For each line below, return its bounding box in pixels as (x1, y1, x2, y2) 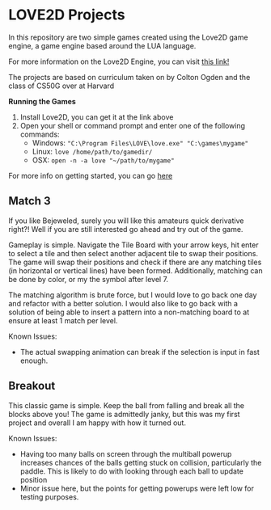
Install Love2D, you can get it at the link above (19, 112, 174, 122)
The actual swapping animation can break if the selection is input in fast (19, 347, 260, 356)
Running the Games (8, 96, 77, 106)
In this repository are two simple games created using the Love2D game (8, 32, 248, 42)
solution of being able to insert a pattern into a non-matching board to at (8, 307, 250, 317)
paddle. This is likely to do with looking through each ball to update (19, 466, 244, 476)
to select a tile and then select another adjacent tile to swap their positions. (8, 248, 259, 258)
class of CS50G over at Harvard (8, 81, 115, 91)
